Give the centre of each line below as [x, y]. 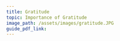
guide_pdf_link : [26, 29]
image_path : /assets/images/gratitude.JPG [60, 23]
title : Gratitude [28, 12]
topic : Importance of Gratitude [46, 17]
